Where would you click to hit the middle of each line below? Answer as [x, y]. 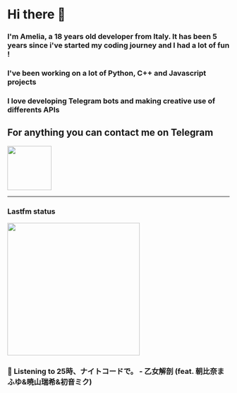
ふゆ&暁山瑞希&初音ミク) [50, 382]
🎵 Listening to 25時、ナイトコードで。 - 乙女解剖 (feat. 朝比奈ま [116, 371]
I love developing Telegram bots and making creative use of [111, 100]
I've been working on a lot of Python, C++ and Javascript [107, 74]
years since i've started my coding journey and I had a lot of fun [119, 45]
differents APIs [34, 110]
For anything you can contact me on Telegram [110, 133]
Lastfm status [31, 211]
